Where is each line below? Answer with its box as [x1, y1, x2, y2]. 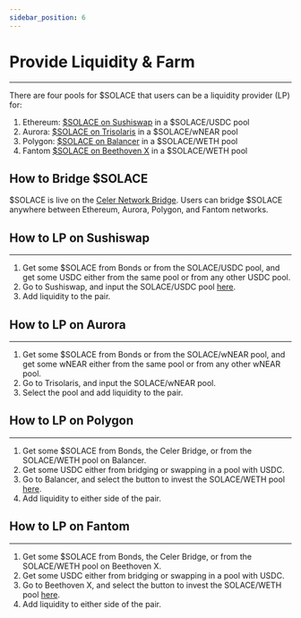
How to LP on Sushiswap [9, 230, 150, 245]
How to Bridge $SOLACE [9, 171, 149, 186]
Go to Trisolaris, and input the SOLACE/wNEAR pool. [21, 378, 217, 388]
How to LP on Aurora [9, 317, 126, 332]
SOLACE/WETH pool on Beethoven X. [21, 561, 162, 571]
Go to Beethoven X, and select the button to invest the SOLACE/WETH [21, 579, 282, 590]
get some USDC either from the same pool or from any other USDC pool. [21, 272, 291, 283]
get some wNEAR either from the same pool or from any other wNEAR [21, 359, 280, 369]
